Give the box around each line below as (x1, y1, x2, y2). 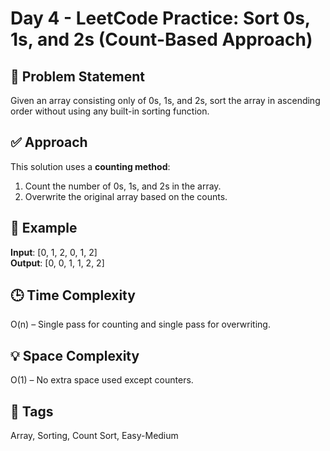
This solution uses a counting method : (10, 160, 171, 172)
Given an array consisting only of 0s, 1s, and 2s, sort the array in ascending (10, 95, 321, 106)
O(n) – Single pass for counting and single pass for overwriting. (10, 318, 271, 331)
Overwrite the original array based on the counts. (24, 190, 228, 202)
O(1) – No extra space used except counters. (10, 374, 194, 386)
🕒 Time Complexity (10, 287, 136, 304)
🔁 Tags (10, 403, 54, 420)
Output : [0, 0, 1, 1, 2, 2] (10, 257, 105, 269)
